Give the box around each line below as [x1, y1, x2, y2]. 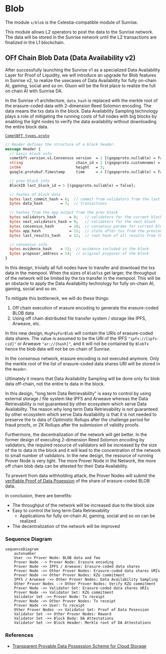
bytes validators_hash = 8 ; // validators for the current [9, 215, 149, 220]
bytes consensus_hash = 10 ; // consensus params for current [9, 223, 154, 229]
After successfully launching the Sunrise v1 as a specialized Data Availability [5, 67, 161, 73]
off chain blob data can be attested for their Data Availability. [5, 463, 128, 469]
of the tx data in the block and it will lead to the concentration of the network [5, 447, 161, 453]
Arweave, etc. [12, 321, 41, 326]
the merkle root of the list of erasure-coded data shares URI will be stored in [5, 361, 161, 366]
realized [19, 518, 36, 524]
